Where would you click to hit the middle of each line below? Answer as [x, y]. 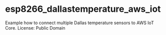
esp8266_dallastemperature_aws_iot [83, 9]
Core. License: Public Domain [35, 28]
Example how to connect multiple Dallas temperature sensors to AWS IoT [80, 23]
